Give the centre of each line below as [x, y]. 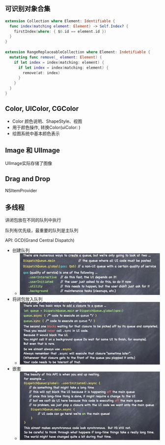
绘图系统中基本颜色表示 [36, 133]
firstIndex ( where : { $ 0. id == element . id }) [60, 31]
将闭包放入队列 [27, 299]
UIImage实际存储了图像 [29, 163]
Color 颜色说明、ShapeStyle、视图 [47, 121]
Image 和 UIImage [33, 150]
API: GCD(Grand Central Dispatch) [40, 240]
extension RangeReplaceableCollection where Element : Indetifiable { [78, 52]
